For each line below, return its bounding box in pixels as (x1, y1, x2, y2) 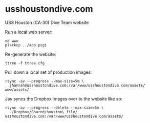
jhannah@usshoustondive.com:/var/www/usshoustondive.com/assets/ (9, 83, 146, 88)
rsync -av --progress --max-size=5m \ (5, 79, 84, 83)
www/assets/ (5, 87, 29, 92)
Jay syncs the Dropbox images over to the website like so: (5, 96, 123, 102)
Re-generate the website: (5, 51, 56, 57)
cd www (5, 38, 19, 43)
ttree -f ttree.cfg (5, 61, 45, 65)
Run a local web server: (5, 29, 53, 35)
